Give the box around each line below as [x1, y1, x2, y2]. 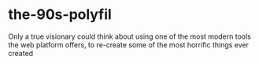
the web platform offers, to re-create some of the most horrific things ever [8, 40, 250, 49]
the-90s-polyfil [8, 6, 112, 24]
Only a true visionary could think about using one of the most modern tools [8, 32, 252, 41]
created [8, 48, 34, 58]
